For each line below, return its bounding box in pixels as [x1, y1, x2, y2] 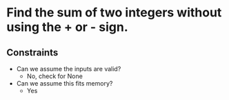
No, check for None [26, 72, 83, 80]
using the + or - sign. [6, 19, 128, 35]
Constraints [6, 47, 59, 58]
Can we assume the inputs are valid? [16, 65, 121, 73]
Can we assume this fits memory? [16, 79, 113, 87]
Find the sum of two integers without [6, 5, 222, 21]
